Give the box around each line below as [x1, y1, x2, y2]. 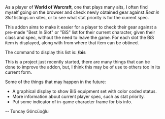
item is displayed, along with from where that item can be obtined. [5, 40, 139, 46]
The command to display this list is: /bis [5, 49, 86, 55]
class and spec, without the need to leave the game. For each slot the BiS [5, 34, 154, 40]
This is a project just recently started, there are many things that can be [5, 59, 150, 64]
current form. [5, 69, 32, 75]
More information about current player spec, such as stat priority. [12, 93, 145, 99]
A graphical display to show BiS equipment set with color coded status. [12, 89, 157, 94]
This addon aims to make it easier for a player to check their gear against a [5, 24, 157, 30]
